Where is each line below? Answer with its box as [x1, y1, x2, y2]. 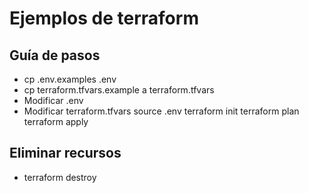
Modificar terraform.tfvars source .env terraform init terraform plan [23, 105, 300, 117]
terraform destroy [23, 171, 97, 183]
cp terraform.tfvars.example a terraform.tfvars [23, 84, 215, 96]
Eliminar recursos [9, 145, 122, 162]
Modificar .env [23, 95, 84, 106]
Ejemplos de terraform [9, 7, 199, 30]
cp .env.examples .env [23, 73, 117, 85]
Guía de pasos [9, 47, 101, 64]
